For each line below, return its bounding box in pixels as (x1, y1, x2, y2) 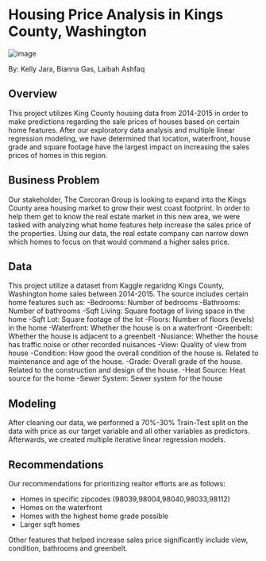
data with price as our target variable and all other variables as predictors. (8, 427, 250, 436)
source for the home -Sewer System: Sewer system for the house (8, 373, 223, 383)
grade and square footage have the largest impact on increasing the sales (8, 141, 250, 152)
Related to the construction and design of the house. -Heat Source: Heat (8, 366, 246, 375)
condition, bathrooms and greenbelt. (8, 544, 128, 553)
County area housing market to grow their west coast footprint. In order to (8, 203, 250, 212)
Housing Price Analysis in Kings (8, 6, 224, 24)
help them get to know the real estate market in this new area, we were (8, 211, 241, 221)
